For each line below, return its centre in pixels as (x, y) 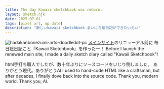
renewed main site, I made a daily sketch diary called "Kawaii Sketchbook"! (82, 54)
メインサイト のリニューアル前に (121, 43)
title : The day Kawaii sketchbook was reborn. (54, 10)
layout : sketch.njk (25, 14)
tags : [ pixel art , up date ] (34, 23)
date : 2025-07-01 (23, 19)
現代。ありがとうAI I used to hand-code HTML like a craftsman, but (91, 71)
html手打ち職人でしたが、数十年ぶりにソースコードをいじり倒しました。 (79, 64)
